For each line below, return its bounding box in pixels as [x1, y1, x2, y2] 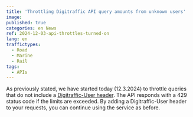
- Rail [11, 58, 28, 64]
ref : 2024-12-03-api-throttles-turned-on [6, 31, 110, 37]
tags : [6, 63, 19, 70]
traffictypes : [6, 42, 41, 48]
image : [6, 14, 22, 20]
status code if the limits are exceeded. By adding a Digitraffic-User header [6, 98, 187, 105]
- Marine [11, 53, 33, 58]
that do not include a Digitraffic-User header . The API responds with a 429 [6, 92, 187, 99]
